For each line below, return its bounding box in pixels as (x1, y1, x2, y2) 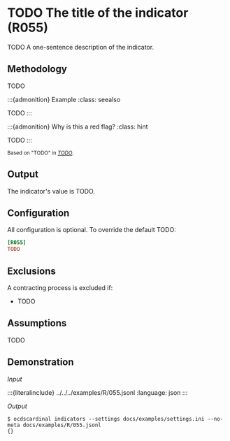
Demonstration (7, 356, 75, 368)
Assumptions (7, 317, 67, 329)
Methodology (7, 63, 68, 75)
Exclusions (7, 265, 56, 277)
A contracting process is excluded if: (7, 283, 113, 291)
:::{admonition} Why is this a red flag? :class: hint (7, 122, 148, 131)
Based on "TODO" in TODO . (7, 149, 75, 157)
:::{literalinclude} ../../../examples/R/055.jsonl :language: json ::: (7, 388, 188, 396)
